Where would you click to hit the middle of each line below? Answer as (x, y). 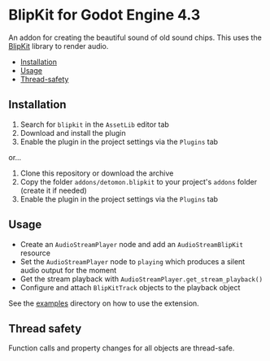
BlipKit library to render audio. (59, 46)
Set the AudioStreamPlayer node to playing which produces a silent (133, 261)
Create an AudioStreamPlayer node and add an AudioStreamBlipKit (132, 244)
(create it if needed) (53, 190)
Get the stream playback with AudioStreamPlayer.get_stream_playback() (141, 279)
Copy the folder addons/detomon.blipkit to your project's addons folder (139, 181)
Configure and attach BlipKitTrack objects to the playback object (130, 287)
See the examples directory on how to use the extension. (104, 303)
